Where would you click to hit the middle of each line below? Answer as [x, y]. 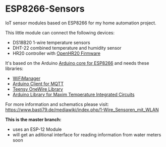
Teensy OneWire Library [38, 89]
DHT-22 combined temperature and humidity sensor [67, 48]
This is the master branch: [33, 119]
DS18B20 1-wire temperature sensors [51, 42]
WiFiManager [26, 78]
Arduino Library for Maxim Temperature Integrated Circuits [73, 94]
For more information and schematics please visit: [57, 104]
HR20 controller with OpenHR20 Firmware [57, 53]
